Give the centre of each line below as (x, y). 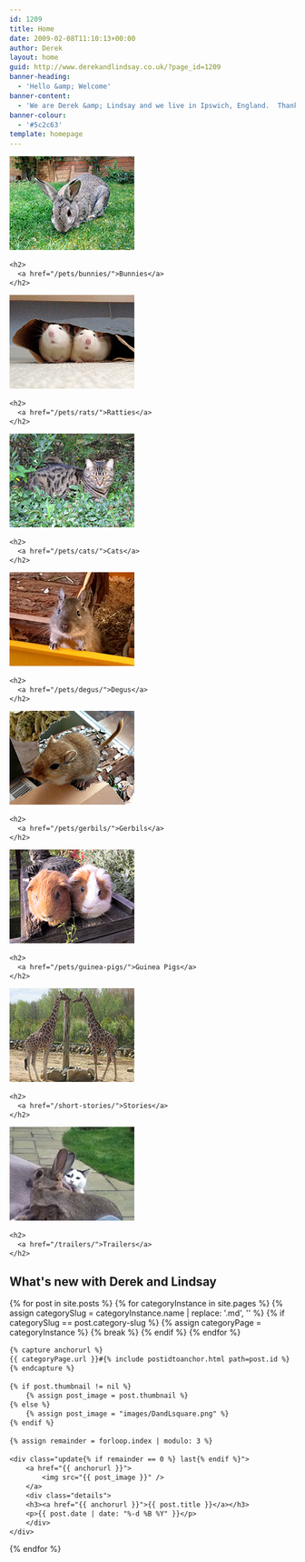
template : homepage (46, 135)
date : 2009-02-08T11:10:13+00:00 (73, 38)
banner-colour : (38, 115)
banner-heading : (40, 77)
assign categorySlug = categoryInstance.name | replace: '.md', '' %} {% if (147, 1313)
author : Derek (36, 48)
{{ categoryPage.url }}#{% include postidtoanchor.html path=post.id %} (150, 1359)
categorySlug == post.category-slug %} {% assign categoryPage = (135, 1322)
